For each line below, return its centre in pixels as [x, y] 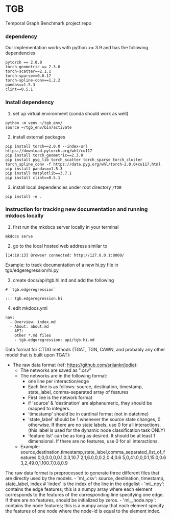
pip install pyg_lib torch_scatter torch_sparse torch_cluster [74, 159]
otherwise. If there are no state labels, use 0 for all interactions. [94, 425]
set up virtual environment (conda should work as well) [70, 113]
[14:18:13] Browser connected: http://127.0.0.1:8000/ [65, 255]
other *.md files [33, 335]
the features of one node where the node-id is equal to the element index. [83, 511]
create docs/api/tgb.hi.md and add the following [63, 280]
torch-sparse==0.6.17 [28, 76]
